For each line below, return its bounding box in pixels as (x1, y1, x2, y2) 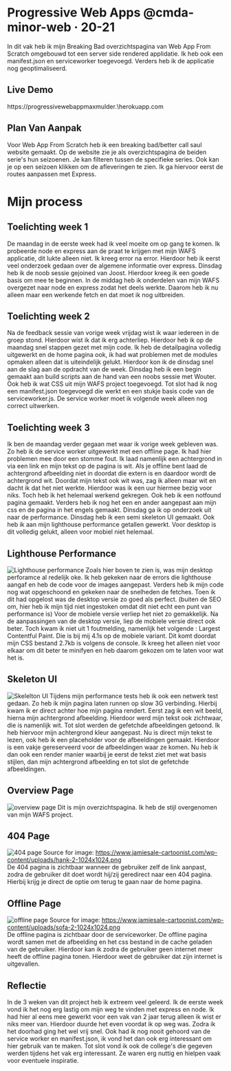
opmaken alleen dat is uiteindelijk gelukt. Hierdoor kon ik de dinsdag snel (7, 358, 214, 366)
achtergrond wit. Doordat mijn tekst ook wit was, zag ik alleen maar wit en (7, 477, 217, 485)
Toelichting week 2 (7, 310, 91, 322)
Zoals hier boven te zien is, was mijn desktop (85, 566, 213, 574)
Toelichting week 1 (7, 221, 89, 233)
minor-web (7, 19, 71, 35)
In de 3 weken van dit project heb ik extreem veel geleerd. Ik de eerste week (7, 998, 223, 1006)
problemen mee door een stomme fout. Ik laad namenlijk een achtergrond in (7, 455, 222, 463)
